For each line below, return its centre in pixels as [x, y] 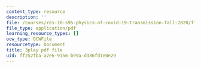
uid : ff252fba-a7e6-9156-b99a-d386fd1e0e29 [61, 56]
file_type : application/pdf [41, 28]
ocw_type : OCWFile [29, 39]
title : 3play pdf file [34, 50]
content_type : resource [36, 12]
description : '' [26, 17]
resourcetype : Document [36, 45]
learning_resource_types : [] [42, 34]
